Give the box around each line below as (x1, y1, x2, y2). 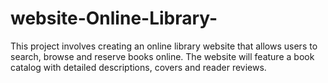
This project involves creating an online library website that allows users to (10, 40, 318, 52)
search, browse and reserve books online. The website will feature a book (10, 50, 315, 62)
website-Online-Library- (10, 7, 218, 30)
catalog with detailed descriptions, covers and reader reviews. (10, 61, 267, 73)
